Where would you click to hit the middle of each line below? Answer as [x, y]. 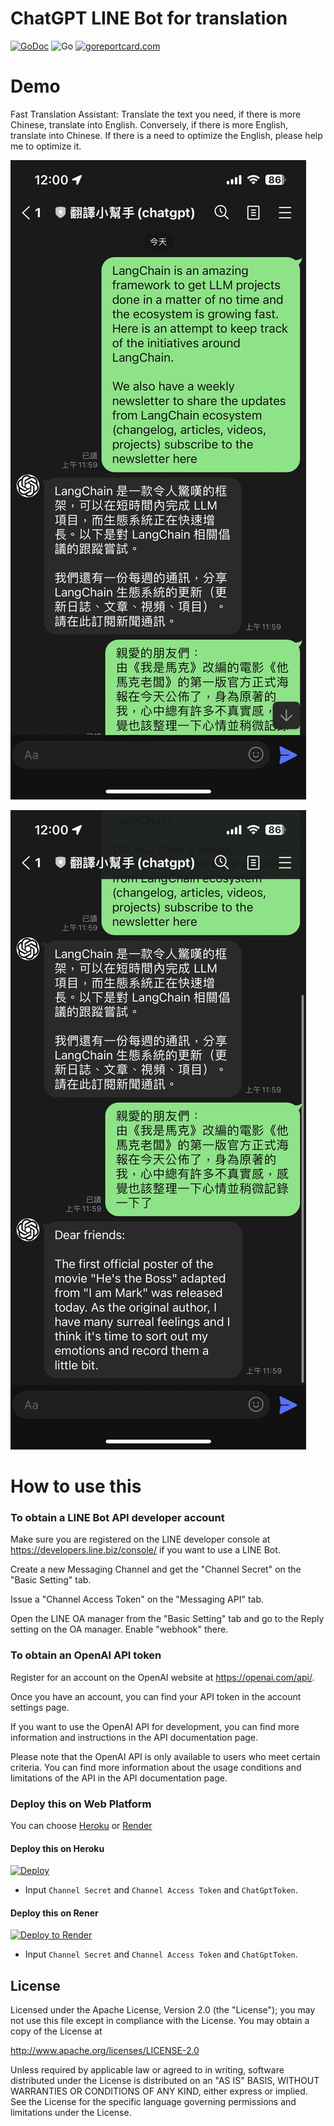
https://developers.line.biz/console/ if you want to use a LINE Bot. [145, 1550]
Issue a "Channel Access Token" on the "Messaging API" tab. [137, 1599]
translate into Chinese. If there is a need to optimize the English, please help [166, 135]
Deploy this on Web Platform [81, 1804]
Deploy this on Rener [54, 1913]
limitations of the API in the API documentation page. [119, 1778]
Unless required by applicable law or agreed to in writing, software [147, 2070]
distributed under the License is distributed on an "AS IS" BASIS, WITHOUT [165, 2081]
